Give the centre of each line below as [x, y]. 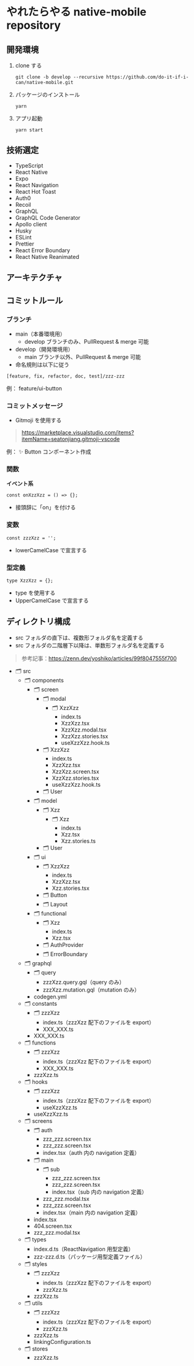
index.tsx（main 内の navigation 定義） [92, 1213]
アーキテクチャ [34, 278]
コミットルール [35, 300]
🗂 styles [36, 1264]
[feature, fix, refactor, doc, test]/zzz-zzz [65, 376]
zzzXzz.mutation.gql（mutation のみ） [91, 990]
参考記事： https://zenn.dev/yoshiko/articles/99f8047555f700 [99, 658]
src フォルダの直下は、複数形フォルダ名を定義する [79, 638]
